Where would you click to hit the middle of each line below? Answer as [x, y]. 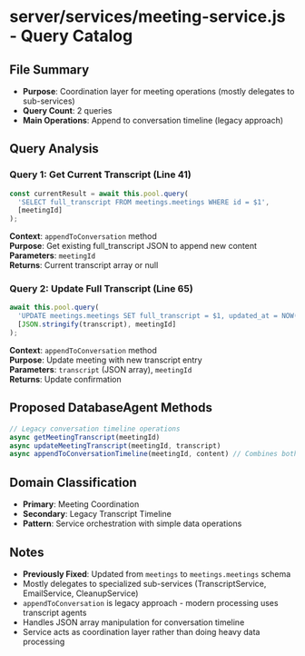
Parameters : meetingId [53, 255]
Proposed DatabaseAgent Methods [111, 408]
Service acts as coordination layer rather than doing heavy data [141, 631]
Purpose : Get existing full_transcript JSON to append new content [133, 246]
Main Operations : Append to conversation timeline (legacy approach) [153, 120]
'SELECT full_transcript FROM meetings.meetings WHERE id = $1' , [144, 202]
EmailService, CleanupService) [80, 593]
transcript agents [54, 612]
